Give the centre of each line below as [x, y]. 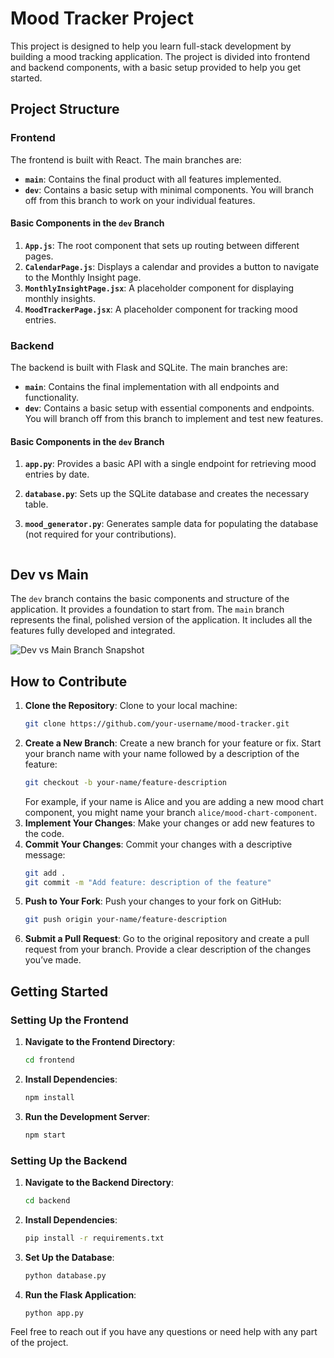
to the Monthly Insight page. [83, 277]
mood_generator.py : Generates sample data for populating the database [171, 524]
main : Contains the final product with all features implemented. [153, 179]
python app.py [54, 1313]
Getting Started [59, 991]
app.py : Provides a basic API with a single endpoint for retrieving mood [170, 464]
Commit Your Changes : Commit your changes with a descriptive [158, 844]
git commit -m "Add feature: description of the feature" [148, 882]
